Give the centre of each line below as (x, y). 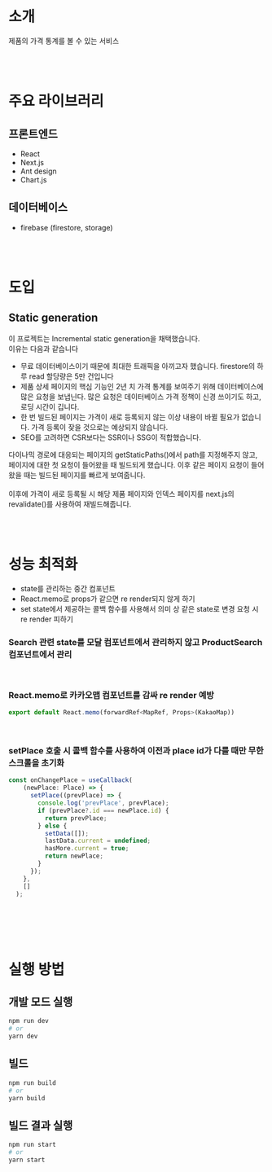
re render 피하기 (46, 619)
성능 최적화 (43, 564)
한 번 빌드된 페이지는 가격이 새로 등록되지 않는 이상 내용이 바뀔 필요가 (130, 417)
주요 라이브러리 (56, 101)
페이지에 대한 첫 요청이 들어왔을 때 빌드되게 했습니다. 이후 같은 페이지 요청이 (129, 464)
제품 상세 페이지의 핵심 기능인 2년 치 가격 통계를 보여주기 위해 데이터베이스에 (142, 386)
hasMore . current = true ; (87, 849)
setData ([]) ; (67, 833)
